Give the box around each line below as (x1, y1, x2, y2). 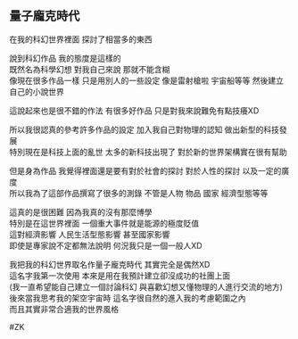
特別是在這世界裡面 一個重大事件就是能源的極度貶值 (9, 218, 199, 228)
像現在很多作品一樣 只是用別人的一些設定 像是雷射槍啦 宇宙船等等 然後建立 (9, 75, 284, 86)
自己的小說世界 (9, 86, 64, 96)
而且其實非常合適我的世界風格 (9, 303, 119, 314)
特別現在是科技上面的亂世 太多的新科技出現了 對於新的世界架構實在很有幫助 (9, 146, 287, 157)
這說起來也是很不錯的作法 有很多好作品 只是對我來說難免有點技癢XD (9, 105, 260, 116)
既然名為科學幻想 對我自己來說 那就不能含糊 (9, 63, 170, 74)
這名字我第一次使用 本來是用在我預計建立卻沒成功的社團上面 (9, 270, 230, 281)
